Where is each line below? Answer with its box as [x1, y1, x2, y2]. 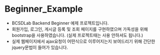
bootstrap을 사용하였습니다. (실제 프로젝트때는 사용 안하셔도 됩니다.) [11, 32, 143, 38]
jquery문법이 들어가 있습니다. [11, 44, 68, 50]
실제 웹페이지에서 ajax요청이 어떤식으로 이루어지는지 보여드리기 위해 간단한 [11, 38, 156, 44]
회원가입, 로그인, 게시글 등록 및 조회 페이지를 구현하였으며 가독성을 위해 [11, 26, 148, 32]
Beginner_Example [4, 3, 83, 15]
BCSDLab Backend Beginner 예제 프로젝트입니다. [11, 20, 109, 26]
